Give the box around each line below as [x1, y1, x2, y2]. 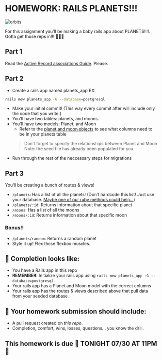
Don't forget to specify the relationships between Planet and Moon [24, 141, 158, 147]
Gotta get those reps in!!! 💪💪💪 [5, 33, 65, 39]
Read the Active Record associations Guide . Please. [5, 60, 108, 66]
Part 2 [5, 75, 24, 83]
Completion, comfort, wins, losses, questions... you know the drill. [12, 326, 144, 331]
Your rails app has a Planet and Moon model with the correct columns [12, 283, 151, 289]
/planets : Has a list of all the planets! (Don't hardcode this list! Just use [12, 192, 154, 197]
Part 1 [5, 48, 23, 56]
